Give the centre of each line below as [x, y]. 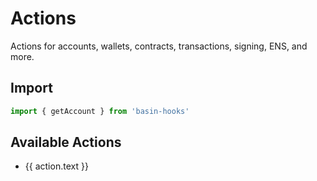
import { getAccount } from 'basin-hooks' [100, 111]
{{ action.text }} [56, 166]
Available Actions [66, 142]
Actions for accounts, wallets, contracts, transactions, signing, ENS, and [159, 46]
